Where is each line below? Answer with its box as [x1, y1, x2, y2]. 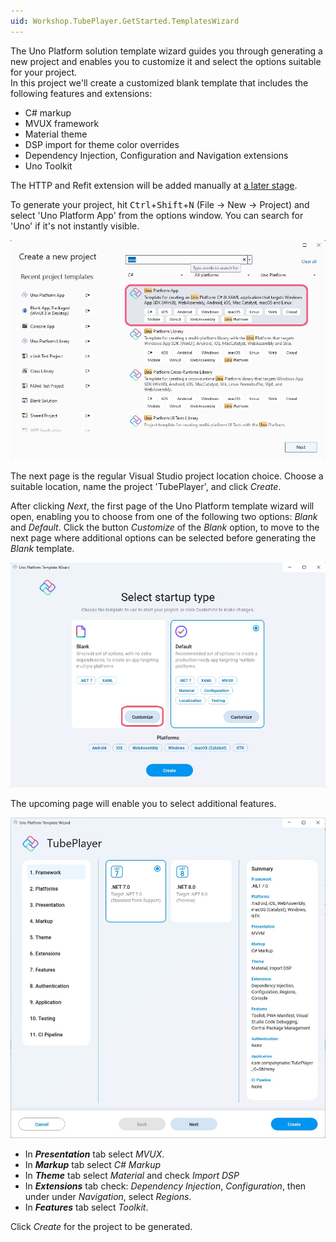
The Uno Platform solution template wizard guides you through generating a [10, 45, 323, 57]
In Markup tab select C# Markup [24, 1158, 162, 1170]
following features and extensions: [10, 87, 153, 99]
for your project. [10, 66, 78, 78]
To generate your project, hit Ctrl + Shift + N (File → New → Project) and [10, 198, 310, 210]
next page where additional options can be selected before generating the [10, 532, 317, 544]
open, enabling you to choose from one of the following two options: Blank [10, 511, 318, 523]
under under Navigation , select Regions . [24, 1190, 192, 1202]
